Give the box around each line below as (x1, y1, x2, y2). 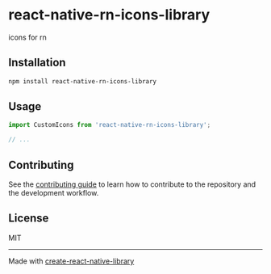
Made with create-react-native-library (8, 256, 135, 266)
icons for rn (8, 32, 47, 42)
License (8, 212, 49, 226)
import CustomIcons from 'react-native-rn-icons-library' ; (8, 121, 211, 129)
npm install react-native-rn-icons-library (8, 77, 157, 86)
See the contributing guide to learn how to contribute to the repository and (8, 179, 256, 189)
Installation (8, 56, 66, 70)
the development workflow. (8, 188, 99, 197)
